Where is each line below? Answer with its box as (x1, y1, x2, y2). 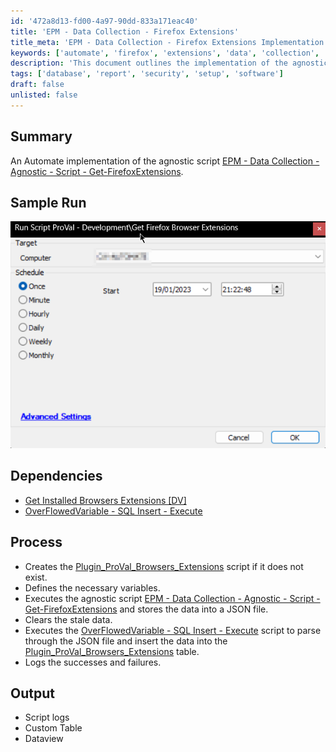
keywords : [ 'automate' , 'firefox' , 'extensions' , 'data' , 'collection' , (10, 48, 320, 58)
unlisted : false (10, 90, 78, 100)
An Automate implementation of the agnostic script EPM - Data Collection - (10, 155, 320, 167)
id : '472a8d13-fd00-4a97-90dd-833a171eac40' (10, 16, 199, 26)
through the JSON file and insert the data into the (24, 635, 228, 647)
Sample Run (10, 194, 87, 211)
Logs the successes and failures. (24, 656, 162, 668)
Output (10, 685, 55, 702)
